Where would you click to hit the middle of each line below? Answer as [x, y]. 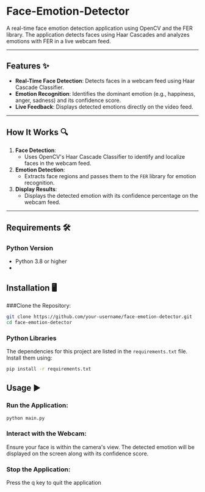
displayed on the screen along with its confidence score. [77, 454]
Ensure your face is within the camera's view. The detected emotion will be [101, 447]
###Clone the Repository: [39, 306]
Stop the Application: [38, 469]
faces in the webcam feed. [58, 163]
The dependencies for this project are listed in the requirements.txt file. [97, 352]
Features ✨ [28, 66]
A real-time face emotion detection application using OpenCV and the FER [100, 28]
